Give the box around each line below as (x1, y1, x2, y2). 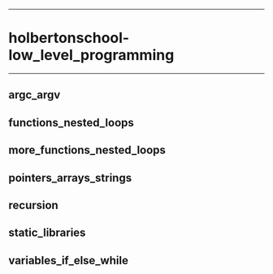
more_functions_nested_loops (8, 143, 167, 157)
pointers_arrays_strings (8, 171, 132, 185)
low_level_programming (8, 46, 175, 65)
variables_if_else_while (8, 253, 128, 268)
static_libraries (8, 226, 86, 240)
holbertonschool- (8, 29, 130, 47)
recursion (8, 198, 58, 212)
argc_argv (8, 88, 61, 102)
